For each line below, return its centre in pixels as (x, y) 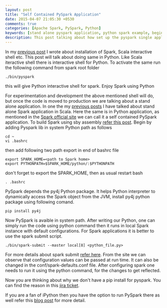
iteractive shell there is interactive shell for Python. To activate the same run (83, 62)
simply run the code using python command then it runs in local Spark (77, 225)
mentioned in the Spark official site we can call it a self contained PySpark (81, 117)
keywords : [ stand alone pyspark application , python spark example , (78, 33)
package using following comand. (40, 202)
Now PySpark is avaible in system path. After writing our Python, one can (80, 220)
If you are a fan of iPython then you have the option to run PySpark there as (83, 295)
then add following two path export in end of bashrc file (62, 150)
